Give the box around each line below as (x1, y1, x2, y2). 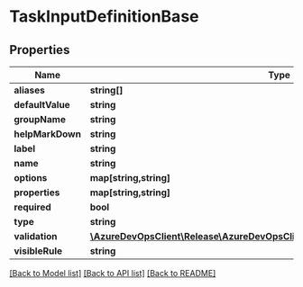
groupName (14, 113, 66, 125)
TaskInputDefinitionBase (9, 6, 199, 27)
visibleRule (14, 245, 63, 257)
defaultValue (14, 99, 70, 111)
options (14, 172, 48, 184)
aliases (14, 84, 45, 96)
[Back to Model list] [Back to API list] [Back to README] (9, 268, 216, 278)
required (14, 201, 51, 213)
